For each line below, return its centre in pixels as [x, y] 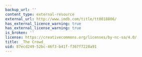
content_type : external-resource [40, 14]
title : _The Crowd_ [25, 42]
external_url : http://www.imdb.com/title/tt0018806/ [61, 19]
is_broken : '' [20, 33]
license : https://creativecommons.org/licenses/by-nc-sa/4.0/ [71, 38]
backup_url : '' [21, 10]
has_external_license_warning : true [43, 28]
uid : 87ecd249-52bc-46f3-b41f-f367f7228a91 [51, 47]
